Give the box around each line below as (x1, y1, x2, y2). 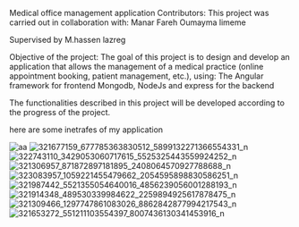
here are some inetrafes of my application (9, 124, 164, 135)
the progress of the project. (9, 107, 111, 117)
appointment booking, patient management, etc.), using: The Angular (9, 71, 264, 81)
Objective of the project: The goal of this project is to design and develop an (9, 52, 291, 62)
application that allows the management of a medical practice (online (9, 62, 264, 71)
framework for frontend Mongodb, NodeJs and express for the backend (9, 80, 275, 90)
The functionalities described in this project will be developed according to (9, 97, 285, 108)
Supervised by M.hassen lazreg (9, 35, 126, 45)
